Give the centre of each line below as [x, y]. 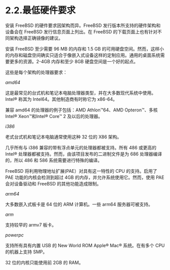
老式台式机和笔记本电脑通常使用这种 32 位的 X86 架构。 [63, 137]
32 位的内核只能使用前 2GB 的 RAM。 [44, 262]
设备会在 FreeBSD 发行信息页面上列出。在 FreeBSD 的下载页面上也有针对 [81, 31]
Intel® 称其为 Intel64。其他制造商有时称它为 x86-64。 [61, 99]
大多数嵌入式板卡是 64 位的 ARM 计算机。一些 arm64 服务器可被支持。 [79, 204]
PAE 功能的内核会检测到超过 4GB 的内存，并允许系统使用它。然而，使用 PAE [85, 177]
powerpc [15, 235]
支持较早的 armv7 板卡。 [31, 225]
